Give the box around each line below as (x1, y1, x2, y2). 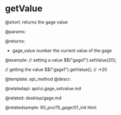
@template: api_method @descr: (5, 76, 71, 82)
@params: (5, 28, 26, 34)
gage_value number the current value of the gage (12, 47, 112, 53)
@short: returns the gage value (5, 19, 68, 25)
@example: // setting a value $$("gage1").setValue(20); (5, 57, 117, 63)
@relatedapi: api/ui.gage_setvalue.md (5, 85, 81, 91)
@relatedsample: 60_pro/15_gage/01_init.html (5, 104, 97, 110)
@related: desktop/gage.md (5, 95, 62, 101)
